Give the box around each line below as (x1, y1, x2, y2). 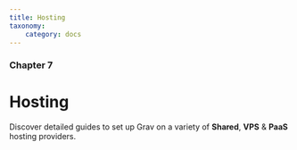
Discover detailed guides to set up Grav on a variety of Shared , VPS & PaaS (9, 121, 288, 132)
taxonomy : (9, 21, 46, 30)
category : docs (25, 29, 82, 38)
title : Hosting (9, 12, 66, 22)
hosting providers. (9, 131, 77, 142)
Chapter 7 (9, 59, 54, 71)
